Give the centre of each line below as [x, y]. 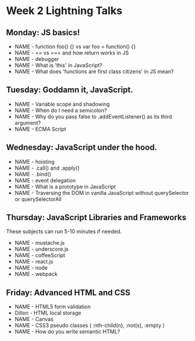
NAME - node [31, 268]
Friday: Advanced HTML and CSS [68, 293]
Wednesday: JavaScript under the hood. [82, 148]
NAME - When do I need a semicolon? [61, 110]
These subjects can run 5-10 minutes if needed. [64, 232]
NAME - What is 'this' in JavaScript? [58, 65]
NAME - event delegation [45, 180]
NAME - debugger [37, 59]
